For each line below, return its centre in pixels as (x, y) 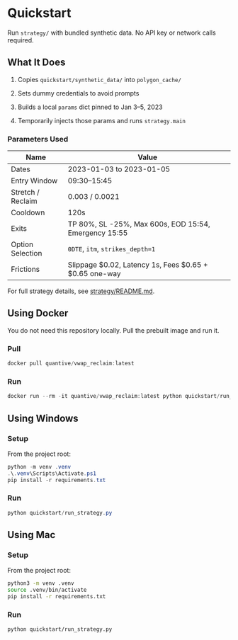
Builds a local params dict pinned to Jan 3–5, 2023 (90, 107)
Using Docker (38, 313)
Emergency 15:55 (98, 233)
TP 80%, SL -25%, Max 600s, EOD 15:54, (139, 224)
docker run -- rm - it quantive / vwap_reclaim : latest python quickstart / (114, 396)
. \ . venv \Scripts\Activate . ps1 (52, 473)
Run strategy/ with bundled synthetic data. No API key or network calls (112, 33)
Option (22, 244)
